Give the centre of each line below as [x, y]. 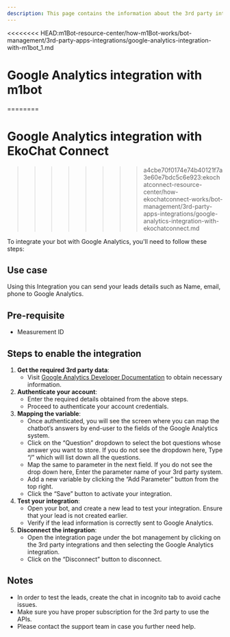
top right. [40, 486]
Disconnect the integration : [57, 530]
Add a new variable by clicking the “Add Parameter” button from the [123, 479]
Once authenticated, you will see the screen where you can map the [123, 421]
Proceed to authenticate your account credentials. [98, 406]
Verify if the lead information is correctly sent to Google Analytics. [120, 523]
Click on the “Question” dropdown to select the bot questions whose [124, 442]
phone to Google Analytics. [46, 294]
